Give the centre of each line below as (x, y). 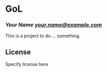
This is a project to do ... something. (43, 36)
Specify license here (27, 64)
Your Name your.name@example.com (53, 25)
